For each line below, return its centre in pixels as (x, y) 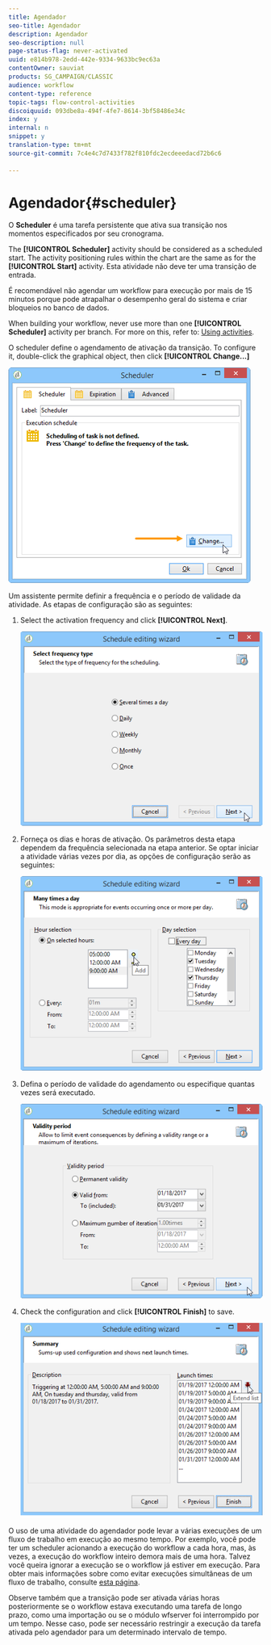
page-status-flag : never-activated (68, 51)
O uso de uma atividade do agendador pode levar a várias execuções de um (135, 1531)
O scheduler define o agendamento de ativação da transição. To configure (132, 348)
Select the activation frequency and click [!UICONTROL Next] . (124, 620)
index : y (23, 120)
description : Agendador (48, 34)
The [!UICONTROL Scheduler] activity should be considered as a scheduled (135, 250)
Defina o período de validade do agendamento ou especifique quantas (138, 1084)
